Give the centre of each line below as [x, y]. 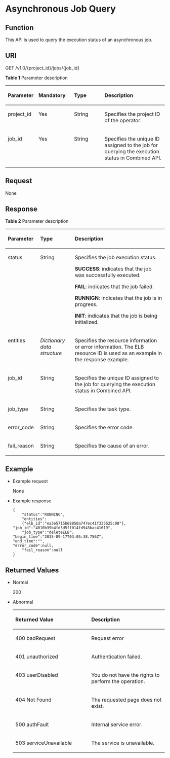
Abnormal [23, 602]
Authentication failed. [116, 657]
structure [51, 353]
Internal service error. [117, 725]
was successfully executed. [108, 275]
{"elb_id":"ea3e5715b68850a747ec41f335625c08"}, [74, 524]
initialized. [87, 322]
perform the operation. [118, 681]
